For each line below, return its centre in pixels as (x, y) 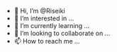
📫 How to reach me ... (47, 41)
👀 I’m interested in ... (44, 18)
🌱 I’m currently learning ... (52, 26)
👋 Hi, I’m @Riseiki (39, 11)
